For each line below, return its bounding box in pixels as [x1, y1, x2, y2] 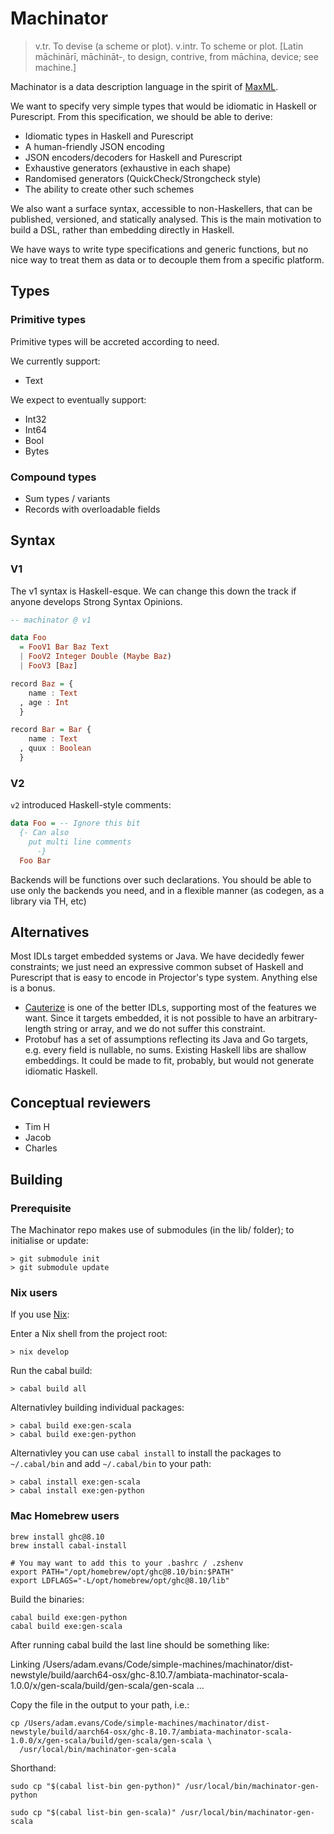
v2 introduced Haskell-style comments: [10, 799, 172, 811]
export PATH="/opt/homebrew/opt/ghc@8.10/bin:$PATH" [10, 1567, 235, 1577]
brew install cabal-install [10, 1540, 128, 1551]
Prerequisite [10, 1201, 72, 1215]
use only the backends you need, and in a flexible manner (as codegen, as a [10, 884, 325, 896]
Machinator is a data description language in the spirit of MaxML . [10, 80, 279, 92]
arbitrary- [278, 1012, 318, 1024]
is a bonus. [10, 982, 56, 994]
